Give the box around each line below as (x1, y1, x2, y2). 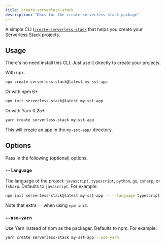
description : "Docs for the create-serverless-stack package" (5, 12, 140, 17)
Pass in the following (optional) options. (5, 155, 88, 161)
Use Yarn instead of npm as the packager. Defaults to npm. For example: (5, 225, 157, 231)
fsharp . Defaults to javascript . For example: (5, 183, 98, 190)
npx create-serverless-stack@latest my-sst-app (5, 79, 108, 84)
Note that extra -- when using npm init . (5, 202, 89, 208)
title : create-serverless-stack (5, 7, 74, 13)
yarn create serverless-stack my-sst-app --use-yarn (5, 235, 119, 240)
